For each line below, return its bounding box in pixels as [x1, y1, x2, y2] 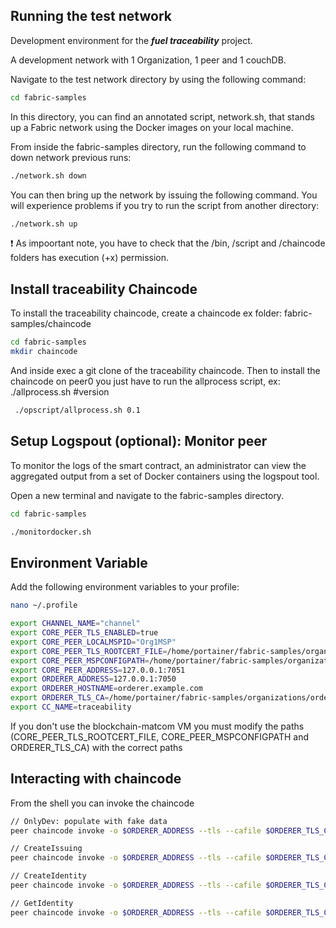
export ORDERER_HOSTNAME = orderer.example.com [10, 684, 203, 694]
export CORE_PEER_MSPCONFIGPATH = [10, 655, 150, 666]
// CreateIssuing [10, 844, 83, 854]
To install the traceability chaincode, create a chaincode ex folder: [10, 307, 283, 319]
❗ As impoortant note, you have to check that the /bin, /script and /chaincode [10, 237, 326, 249]
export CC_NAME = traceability [10, 702, 132, 712]
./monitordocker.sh [10, 527, 92, 537]
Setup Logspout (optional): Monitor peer [10, 433, 268, 450]
